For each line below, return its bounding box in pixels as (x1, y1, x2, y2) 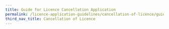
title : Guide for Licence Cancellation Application (5, 7, 116, 12)
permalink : (5, 12, 28, 17)
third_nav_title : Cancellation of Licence (5, 16, 96, 21)
